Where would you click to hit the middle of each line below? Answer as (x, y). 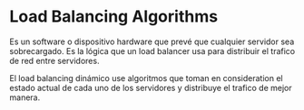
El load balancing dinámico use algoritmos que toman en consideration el (146, 78)
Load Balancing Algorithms (114, 17)
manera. (25, 97)
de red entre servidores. (54, 60)
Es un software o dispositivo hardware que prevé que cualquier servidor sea (152, 41)
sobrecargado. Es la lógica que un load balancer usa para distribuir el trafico (152, 50)
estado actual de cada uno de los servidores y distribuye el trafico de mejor (151, 87)
